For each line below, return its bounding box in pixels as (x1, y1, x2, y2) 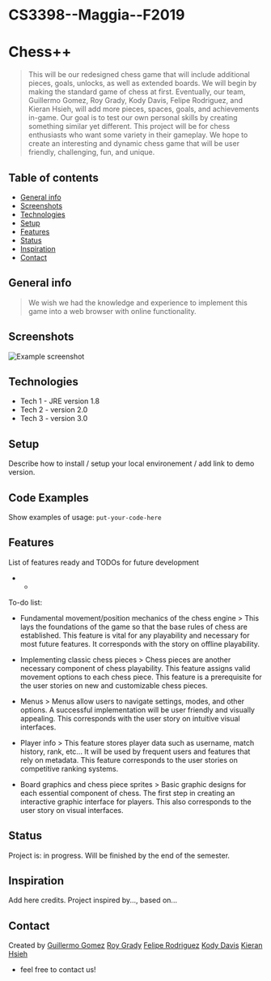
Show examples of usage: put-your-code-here (8, 513, 162, 522)
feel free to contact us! (19, 965, 96, 975)
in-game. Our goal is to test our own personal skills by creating (28, 113, 238, 123)
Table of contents (8, 170, 99, 184)
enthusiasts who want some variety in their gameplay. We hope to (28, 130, 248, 140)
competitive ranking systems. (19, 764, 119, 773)
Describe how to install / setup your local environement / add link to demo (8, 458, 255, 468)
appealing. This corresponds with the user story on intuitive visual (19, 713, 240, 723)
